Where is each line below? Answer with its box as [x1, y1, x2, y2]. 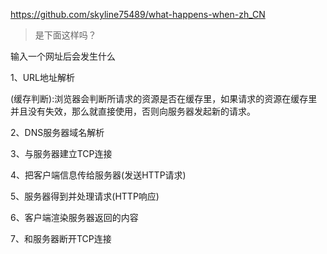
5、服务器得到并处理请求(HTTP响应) [10, 190, 160, 202]
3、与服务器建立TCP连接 [10, 148, 113, 159]
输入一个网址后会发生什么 [10, 50, 116, 62]
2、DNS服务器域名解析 [10, 127, 105, 138]
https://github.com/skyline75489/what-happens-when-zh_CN [10, 9, 266, 20]
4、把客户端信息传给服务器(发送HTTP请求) [10, 169, 187, 181]
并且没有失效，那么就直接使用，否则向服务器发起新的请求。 [10, 105, 256, 117]
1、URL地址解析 [10, 72, 76, 83]
